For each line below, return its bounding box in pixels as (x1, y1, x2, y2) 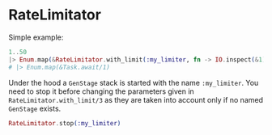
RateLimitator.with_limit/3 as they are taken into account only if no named (8, 95, 263, 104)
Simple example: (8, 32, 64, 42)
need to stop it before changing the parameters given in (8, 86, 194, 96)
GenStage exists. (8, 103, 62, 113)
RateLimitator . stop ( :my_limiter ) (8, 119, 121, 127)
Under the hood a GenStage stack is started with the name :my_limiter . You (8, 78, 259, 87)
